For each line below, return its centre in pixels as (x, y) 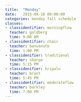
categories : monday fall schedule (41, 19)
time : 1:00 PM (24, 51)
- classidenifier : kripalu (33, 69)
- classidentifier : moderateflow (40, 82)
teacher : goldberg (29, 32)
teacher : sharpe (26, 60)
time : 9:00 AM (24, 37)
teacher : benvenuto (30, 46)
